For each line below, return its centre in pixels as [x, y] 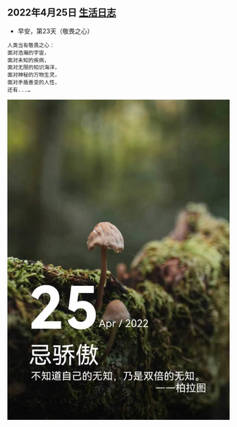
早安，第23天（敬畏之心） [55, 31]
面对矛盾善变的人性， [34, 83]
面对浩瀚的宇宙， [29, 53]
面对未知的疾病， [29, 60]
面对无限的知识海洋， [34, 68]
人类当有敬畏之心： [31, 45]
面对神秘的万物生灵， [34, 75]
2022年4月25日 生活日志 [62, 13]
